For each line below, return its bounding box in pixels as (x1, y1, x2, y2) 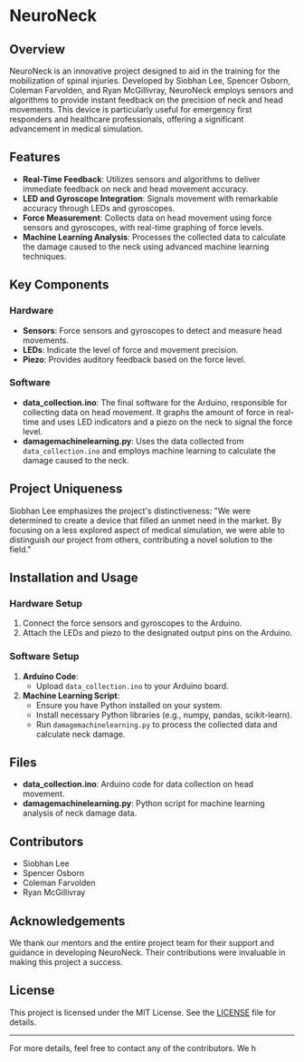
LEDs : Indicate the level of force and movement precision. (22, 344, 239, 355)
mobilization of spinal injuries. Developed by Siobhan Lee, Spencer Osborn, (9, 75, 291, 86)
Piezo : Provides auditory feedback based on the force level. (22, 354, 246, 365)
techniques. (22, 250, 67, 261)
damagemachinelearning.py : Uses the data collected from (22, 435, 244, 446)
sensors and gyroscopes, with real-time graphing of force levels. (22, 221, 264, 232)
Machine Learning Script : (22, 690, 120, 701)
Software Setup (9, 650, 80, 663)
